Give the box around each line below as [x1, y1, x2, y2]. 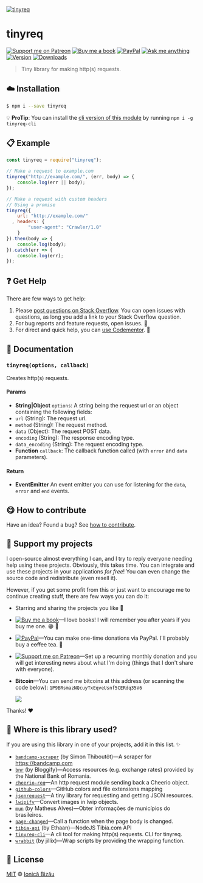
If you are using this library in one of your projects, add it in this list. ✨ [6, 741, 181, 748]
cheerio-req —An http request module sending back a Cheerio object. [15, 778, 190, 786]
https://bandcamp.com [15, 759, 73, 766]
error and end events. [15, 487, 70, 495]
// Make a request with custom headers [6, 196, 108, 202]
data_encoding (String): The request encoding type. [15, 441, 144, 448]
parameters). [15, 454, 48, 461]
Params [6, 388, 26, 395]
